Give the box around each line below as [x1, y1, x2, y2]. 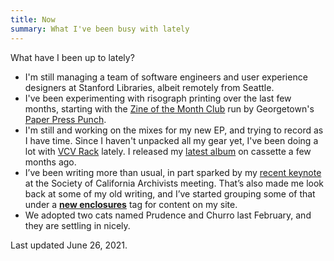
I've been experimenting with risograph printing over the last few [24, 92, 292, 104]
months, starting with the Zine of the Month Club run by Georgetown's [24, 102, 315, 115]
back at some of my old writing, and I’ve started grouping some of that [24, 187, 316, 200]
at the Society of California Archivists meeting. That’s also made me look [24, 177, 325, 189]
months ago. [24, 156, 77, 168]
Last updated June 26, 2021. [10, 239, 128, 251]
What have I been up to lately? [10, 51, 135, 63]
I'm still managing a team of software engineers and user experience [24, 71, 308, 83]
